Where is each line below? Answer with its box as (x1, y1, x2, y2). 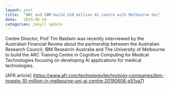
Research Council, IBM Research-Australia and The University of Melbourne (5, 46, 165, 52)
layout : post (5, 7, 33, 13)
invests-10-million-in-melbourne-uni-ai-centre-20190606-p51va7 (5, 78, 143, 84)
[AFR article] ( (5, 72, 35, 79)
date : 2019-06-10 (5, 17, 47, 22)
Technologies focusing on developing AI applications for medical (5, 57, 141, 64)
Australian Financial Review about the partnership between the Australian (5, 41, 160, 47)
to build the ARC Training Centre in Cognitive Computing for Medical (5, 52, 149, 58)
